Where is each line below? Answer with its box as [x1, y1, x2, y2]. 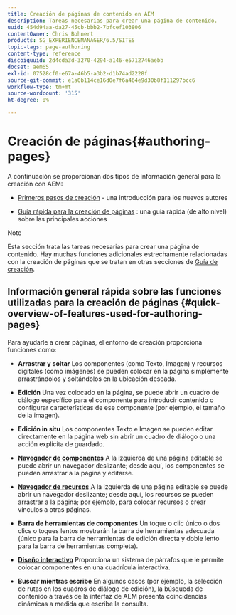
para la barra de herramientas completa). [17, 542, 139, 550]
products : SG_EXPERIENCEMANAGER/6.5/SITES [7, 37, 135, 44]
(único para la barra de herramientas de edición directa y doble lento [17, 534, 220, 542]
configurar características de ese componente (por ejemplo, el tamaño [17, 403, 225, 411]
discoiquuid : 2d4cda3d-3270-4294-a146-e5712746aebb [7, 57, 163, 64]
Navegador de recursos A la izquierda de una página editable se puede [17, 482, 229, 491]
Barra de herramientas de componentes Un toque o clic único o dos [17, 519, 220, 527]
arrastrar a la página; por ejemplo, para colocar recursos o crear [17, 498, 206, 506]
